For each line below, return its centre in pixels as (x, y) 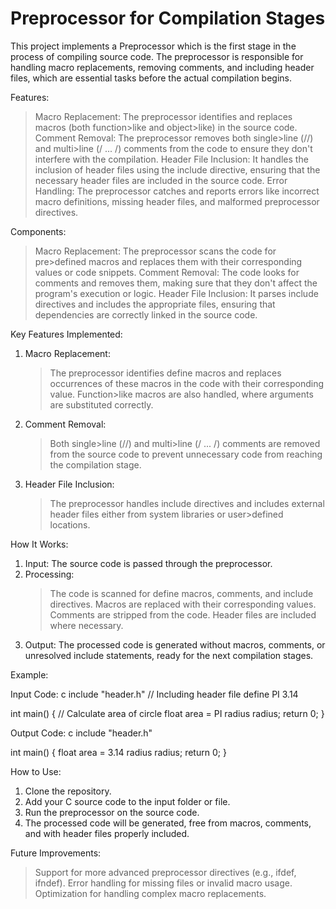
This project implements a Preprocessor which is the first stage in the (153, 46)
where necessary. (86, 625)
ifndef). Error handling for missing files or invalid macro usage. (163, 883)
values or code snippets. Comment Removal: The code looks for (167, 272)
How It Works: (39, 544)
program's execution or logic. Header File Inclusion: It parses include (176, 293)
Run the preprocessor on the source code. (112, 812)
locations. (70, 524)
